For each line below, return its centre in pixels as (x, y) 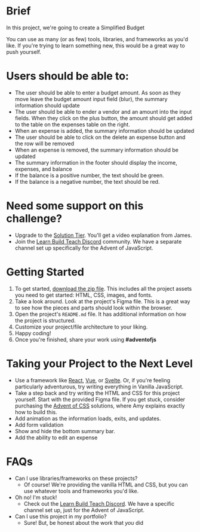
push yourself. (24, 51)
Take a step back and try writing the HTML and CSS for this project (97, 393)
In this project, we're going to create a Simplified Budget (76, 28)
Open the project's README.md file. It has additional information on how (101, 314)
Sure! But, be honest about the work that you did (83, 522)
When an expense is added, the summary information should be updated (104, 130)
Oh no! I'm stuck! (36, 497)
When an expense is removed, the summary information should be (97, 150)
